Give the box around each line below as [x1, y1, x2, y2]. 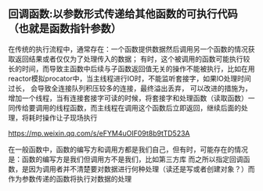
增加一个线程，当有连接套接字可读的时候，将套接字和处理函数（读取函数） [8, 93, 248, 103]
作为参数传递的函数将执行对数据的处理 [8, 174, 131, 183]
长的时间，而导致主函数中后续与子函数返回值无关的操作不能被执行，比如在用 [8, 63, 255, 73]
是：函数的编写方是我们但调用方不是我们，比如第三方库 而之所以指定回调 [8, 154, 243, 164]
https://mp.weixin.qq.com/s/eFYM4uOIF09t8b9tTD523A [8, 128, 190, 138]
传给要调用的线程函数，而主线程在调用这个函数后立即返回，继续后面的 [14, 103, 241, 112]
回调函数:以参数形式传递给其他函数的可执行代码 [8, 7, 239, 21]
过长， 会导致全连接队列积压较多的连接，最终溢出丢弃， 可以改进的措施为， [8, 83, 252, 92]
